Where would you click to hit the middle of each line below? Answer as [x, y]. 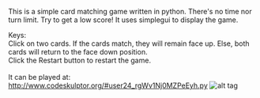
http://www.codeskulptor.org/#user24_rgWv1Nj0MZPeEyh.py [108, 85]
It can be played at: [40, 77]
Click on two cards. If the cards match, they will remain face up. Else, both [129, 43]
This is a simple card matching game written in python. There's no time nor [130, 11]
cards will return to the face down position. [78, 52]
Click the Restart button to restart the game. [80, 60]
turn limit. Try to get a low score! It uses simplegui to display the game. [123, 20]
